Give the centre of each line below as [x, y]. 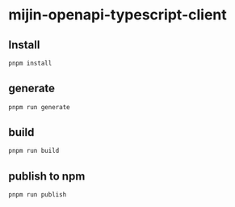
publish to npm [47, 176]
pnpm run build [34, 151]
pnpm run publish [38, 195]
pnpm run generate [39, 107]
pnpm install [30, 63]
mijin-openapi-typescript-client [118, 15]
